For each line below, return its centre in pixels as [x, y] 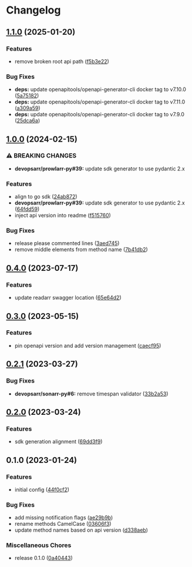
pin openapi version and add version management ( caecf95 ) [88, 345]
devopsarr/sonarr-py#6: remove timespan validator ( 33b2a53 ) [91, 394]
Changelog [33, 10]
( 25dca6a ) [27, 120]
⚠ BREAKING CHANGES [41, 156]
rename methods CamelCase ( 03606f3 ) [63, 524]
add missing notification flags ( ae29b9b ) [64, 518]
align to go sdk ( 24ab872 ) [46, 197]
